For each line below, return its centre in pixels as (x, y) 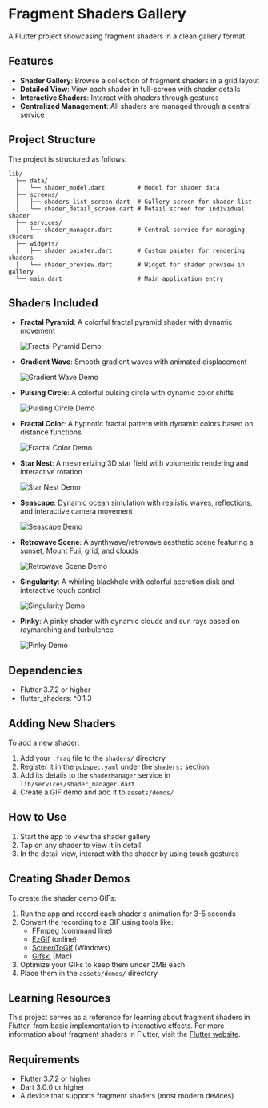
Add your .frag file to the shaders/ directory (93, 758)
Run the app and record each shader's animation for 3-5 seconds (128, 914)
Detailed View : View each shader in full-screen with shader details (130, 89)
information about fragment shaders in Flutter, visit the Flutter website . (124, 1034)
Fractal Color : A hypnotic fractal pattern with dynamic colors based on (136, 424)
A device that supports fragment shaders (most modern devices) (127, 1096)
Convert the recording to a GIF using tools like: (96, 922)
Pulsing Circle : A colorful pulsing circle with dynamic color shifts (127, 393)
